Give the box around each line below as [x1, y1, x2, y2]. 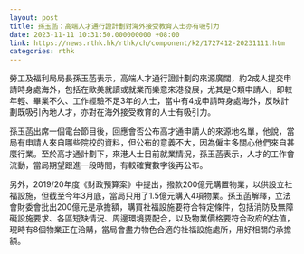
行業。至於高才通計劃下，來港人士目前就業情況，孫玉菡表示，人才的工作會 [16, 148, 295, 159]
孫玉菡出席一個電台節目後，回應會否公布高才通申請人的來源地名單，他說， [9, 126, 287, 136]
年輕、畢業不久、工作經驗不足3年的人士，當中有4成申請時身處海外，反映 [9, 96, 281, 107]
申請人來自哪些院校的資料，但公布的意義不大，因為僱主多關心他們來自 [24, 137, 287, 148]
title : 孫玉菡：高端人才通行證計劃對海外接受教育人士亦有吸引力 [9, 22, 220, 31]
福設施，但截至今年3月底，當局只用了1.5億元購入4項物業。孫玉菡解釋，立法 [9, 191, 291, 202]
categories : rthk [9, 47, 75, 56]
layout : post [9, 13, 59, 23]
